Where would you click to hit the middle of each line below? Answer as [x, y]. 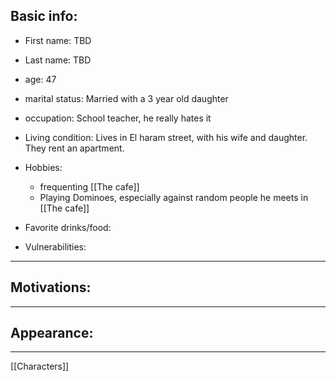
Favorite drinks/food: [68, 227]
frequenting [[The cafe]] [89, 186]
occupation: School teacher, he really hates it [118, 118]
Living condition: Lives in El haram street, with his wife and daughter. [166, 137]
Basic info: [44, 16]
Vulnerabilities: [55, 246]
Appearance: [52, 333]
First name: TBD [58, 40]
